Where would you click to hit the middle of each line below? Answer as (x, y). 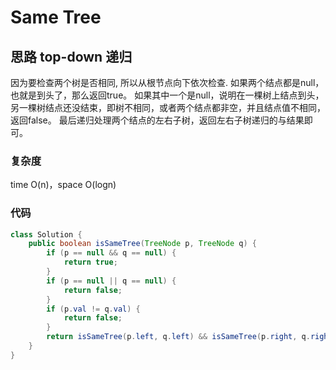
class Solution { (46, 234)
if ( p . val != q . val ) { (93, 309)
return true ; (90, 262)
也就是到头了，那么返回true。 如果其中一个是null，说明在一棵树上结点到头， (167, 95)
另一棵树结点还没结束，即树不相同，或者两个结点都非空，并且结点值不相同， (168, 107)
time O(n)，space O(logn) (63, 185)
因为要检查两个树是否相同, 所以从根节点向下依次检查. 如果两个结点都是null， (167, 82)
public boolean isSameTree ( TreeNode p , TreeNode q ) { (142, 244)
